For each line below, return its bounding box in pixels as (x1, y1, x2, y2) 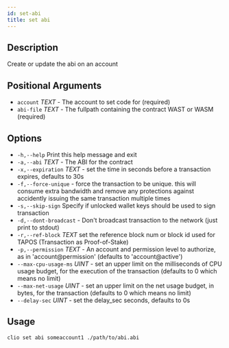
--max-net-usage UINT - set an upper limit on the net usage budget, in (16, 282, 215, 290)
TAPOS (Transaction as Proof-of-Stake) (16, 238, 129, 246)
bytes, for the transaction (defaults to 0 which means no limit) (16, 288, 192, 297)
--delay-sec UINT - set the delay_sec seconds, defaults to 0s (16, 296, 191, 304)
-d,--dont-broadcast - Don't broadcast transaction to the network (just (16, 216, 218, 224)
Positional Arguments (7, 79, 102, 91)
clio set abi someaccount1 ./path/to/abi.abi (7, 334, 139, 341)
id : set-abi (7, 10, 41, 17)
